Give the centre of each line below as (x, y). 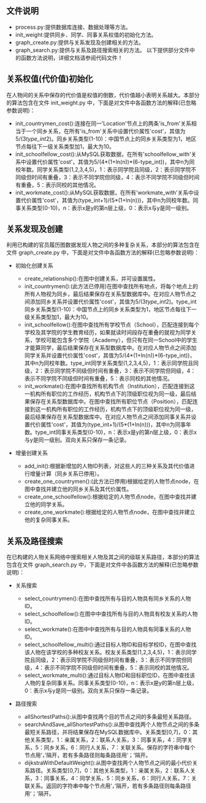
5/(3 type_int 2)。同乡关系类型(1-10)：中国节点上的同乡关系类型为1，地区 (106, 139)
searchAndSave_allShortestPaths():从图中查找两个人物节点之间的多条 (112, 724)
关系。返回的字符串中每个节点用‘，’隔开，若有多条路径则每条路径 (110, 786)
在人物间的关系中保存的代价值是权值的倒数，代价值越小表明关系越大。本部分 (103, 95)
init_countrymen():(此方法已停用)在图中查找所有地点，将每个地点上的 (111, 286)
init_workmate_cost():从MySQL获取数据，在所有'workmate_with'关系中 (105, 192)
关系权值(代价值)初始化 (50, 79)
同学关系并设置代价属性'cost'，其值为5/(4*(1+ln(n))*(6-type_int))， (110, 356)
